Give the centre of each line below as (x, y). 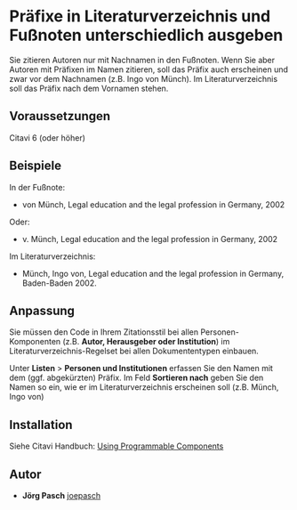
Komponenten (35, 342)
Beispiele (36, 166)
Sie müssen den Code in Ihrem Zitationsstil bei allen (104, 332)
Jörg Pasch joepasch (61, 495)
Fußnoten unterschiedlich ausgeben (146, 35)
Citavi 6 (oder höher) (48, 138)
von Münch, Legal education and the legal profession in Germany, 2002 (153, 204)
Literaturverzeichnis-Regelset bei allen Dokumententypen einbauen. (134, 351)
